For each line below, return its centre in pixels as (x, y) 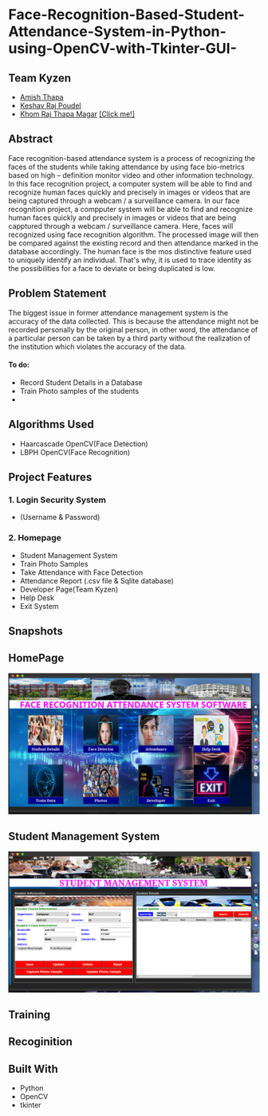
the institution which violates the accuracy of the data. (97, 346)
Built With (33, 1069)
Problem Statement (57, 294)
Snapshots (36, 631)
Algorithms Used (51, 424)
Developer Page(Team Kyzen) (69, 589)
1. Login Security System (57, 500)
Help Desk (37, 597)
